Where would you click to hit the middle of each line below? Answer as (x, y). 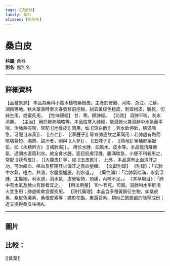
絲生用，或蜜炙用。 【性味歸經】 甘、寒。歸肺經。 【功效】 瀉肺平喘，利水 (83, 116)
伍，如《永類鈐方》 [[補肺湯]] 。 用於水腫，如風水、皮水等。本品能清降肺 (81, 147)
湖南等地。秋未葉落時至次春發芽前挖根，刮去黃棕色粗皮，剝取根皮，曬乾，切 (85, 109)
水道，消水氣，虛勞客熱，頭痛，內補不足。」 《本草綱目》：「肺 (100, 179)
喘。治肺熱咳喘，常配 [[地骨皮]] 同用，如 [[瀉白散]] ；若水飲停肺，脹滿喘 (81, 128)
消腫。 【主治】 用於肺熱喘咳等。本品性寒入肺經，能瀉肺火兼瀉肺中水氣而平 (84, 122)
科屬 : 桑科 (15, 61)
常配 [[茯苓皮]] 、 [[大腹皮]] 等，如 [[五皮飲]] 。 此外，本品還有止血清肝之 (81, 160)
